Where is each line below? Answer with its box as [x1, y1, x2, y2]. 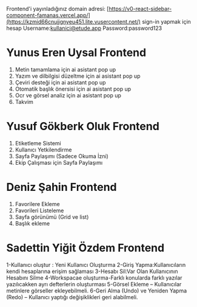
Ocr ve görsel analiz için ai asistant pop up [15, 91, 121, 99]
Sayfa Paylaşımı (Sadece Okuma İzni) [15, 152, 109, 160]
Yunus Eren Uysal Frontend [6, 46, 147, 60]
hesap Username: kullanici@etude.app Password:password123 [6, 24, 162, 32]
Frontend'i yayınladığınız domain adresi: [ [6, 5, 109, 12]
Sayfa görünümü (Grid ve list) [15, 213, 89, 221]
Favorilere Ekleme [15, 200, 60, 207]
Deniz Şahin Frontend [6, 181, 117, 194]
